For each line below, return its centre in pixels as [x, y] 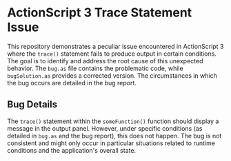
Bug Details [32, 105]
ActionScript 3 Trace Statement [100, 13]
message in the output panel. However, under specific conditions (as [105, 128]
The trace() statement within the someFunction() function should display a [113, 121]
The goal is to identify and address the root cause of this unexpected [105, 61]
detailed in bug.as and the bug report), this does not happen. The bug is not [114, 136]
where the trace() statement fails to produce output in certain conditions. [112, 54]
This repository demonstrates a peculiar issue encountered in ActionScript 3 [115, 46]
